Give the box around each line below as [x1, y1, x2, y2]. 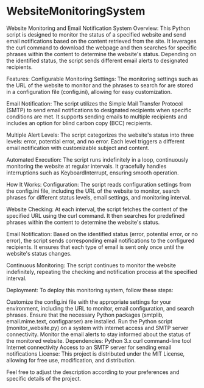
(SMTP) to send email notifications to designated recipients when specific [6, 106, 192, 113]
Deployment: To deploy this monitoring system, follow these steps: [6, 286, 174, 293]
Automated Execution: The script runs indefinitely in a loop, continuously [6, 156, 189, 163]
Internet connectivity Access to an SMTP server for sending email [6, 343, 172, 351]
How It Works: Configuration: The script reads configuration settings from [6, 181, 192, 188]
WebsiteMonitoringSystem [6, 4, 146, 18]
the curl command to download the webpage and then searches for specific [6, 44, 197, 51]
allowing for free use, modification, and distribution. [6, 356, 136, 364]
